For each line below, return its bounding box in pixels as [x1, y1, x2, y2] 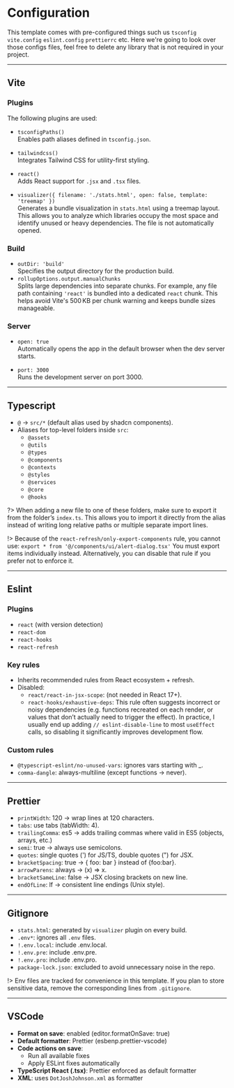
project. [7, 50, 30, 59]
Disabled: [17, 683, 45, 692]
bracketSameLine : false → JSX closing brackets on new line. [17, 873, 188, 881]
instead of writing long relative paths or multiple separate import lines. [7, 521, 208, 529]
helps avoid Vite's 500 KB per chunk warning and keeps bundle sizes [17, 296, 216, 304]
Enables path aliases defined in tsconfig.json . [17, 135, 151, 143]
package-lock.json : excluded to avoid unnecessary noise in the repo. [17, 962, 216, 971]
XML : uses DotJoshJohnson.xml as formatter [17, 1073, 143, 1082]
